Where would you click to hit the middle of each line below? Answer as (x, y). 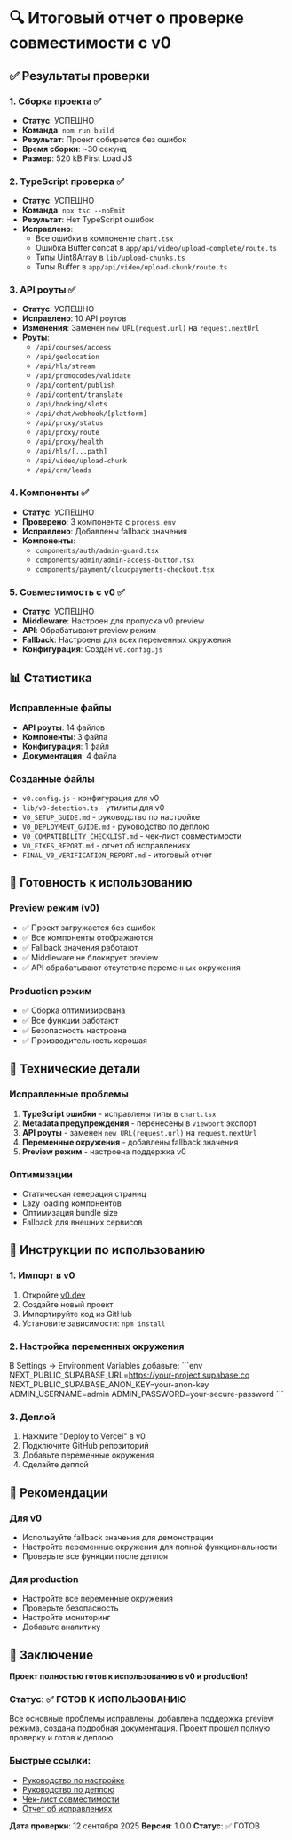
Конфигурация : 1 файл (65, 746)
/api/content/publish (75, 386)
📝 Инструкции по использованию (107, 1250)
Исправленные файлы (60, 708)
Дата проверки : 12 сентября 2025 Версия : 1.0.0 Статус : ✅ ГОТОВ (134, 1826)
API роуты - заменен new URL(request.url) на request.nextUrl (139, 1132)
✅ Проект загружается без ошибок (89, 928)
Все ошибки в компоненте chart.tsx (104, 238)
